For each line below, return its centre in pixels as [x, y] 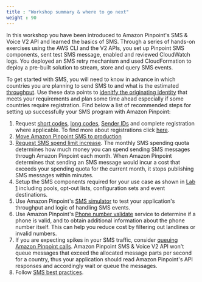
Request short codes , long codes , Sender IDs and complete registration [105, 123]
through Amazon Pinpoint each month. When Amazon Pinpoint [93, 155]
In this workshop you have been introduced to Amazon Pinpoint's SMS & [97, 35]
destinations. [31, 194]
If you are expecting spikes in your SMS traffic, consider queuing [96, 240]
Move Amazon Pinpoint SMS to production [68, 136]
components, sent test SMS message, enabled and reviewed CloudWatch [98, 54]
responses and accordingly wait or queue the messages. [86, 266]
